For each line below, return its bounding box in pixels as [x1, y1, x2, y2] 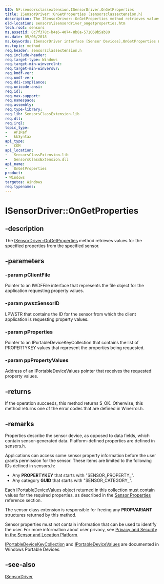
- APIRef [5, 130, 27, 135]
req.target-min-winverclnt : [5, 62, 62, 66]
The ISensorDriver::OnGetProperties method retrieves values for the [5, 237, 143, 243]
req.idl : [5, 89, 23, 94]
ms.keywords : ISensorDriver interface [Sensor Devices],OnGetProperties [5, 39, 156, 44]
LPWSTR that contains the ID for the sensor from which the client [5, 311, 136, 317]
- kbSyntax [5, 134, 32, 139]
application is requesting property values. [5, 316, 89, 322]
